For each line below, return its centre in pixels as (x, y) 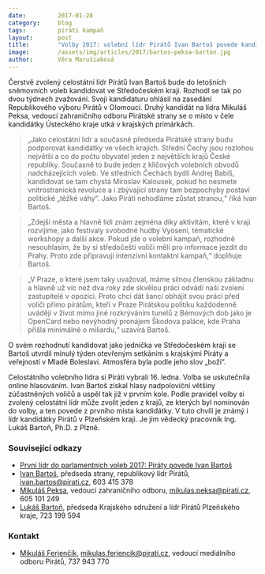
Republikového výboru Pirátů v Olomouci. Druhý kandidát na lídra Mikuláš (127, 107)
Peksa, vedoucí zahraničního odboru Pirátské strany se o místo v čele (121, 115)
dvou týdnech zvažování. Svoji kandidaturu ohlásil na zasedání (110, 99)
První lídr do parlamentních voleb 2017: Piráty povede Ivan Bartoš (126, 465)
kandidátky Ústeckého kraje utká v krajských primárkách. (101, 124)
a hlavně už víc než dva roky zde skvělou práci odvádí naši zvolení (136, 287)
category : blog (40, 23)
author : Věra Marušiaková (61, 60)
